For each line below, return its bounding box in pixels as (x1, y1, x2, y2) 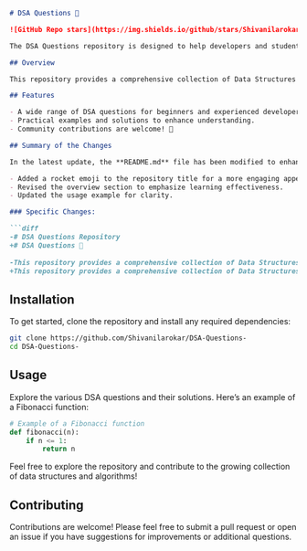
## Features (9, 91, 55, 101)
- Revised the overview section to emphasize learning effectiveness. (9, 183, 284, 192)
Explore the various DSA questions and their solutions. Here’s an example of (9, 391, 296, 402)
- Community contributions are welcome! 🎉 (9, 124, 174, 133)
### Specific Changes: (9, 207, 96, 217)
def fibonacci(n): (9, 428, 79, 437)
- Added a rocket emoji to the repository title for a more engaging (9, 174, 281, 183)
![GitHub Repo (9, 25, 64, 34)
